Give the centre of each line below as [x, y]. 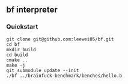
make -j [16, 65]
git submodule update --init [43, 70]
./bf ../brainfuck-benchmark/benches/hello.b [64, 76]
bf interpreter [32, 10]
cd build [17, 55]
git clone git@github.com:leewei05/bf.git [60, 39]
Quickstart [22, 27]
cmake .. [17, 60]
